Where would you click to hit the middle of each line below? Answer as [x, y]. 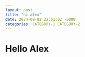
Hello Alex [27, 49]
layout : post [19, 10]
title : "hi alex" [24, 15]
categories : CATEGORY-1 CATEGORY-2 [43, 24]
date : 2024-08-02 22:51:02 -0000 [40, 19]
